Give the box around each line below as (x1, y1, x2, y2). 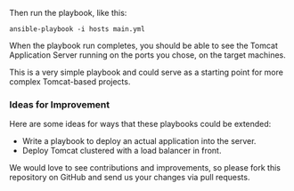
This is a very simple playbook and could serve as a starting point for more (9, 67, 283, 77)
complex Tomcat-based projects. (9, 76, 131, 87)
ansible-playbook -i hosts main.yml (9, 25, 145, 34)
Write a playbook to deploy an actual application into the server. (21, 136, 257, 147)
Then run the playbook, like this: (9, 8, 127, 18)
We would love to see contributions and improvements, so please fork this (9, 163, 281, 173)
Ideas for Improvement (9, 98, 110, 110)
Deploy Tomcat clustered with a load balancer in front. (21, 146, 222, 156)
